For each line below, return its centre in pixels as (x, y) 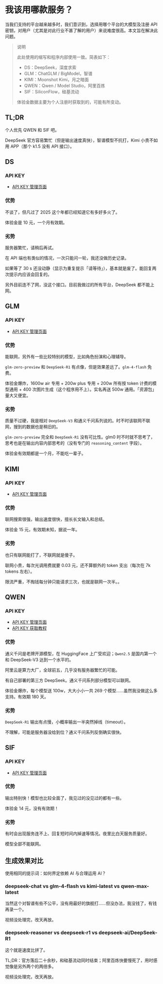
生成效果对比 (24, 860)
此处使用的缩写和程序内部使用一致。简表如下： (64, 57)
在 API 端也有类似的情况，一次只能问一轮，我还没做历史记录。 (67, 258)
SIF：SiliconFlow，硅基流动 (51, 92)
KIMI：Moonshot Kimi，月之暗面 (57, 79)
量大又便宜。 (18, 396)
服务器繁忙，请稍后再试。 (31, 248)
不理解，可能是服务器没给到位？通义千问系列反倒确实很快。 (65, 732)
